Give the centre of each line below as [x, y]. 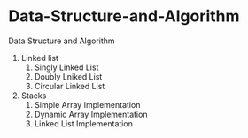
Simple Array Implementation [87, 104]
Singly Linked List [66, 67]
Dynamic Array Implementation [91, 114]
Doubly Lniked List [68, 76]
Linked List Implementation [84, 123]
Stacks [34, 96]
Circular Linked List [70, 86]
